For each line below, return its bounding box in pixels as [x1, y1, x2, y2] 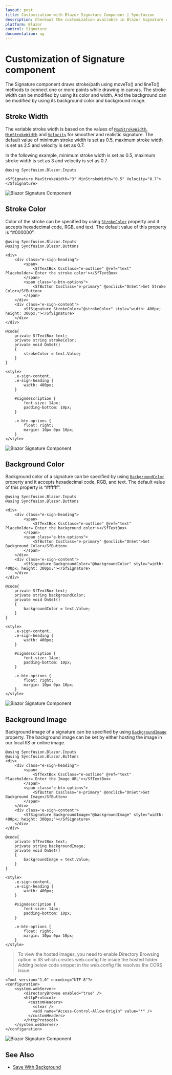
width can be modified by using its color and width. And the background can [5, 92, 167, 98]
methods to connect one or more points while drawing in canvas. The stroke [5, 87, 166, 93]
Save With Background [12, 1064, 61, 1070]
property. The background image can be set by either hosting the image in [5, 734, 162, 740]
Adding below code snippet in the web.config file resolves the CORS [17, 962, 163, 968]
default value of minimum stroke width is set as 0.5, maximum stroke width [5, 137, 163, 143]
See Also [5, 1050, 34, 1059]
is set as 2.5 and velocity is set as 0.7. [5, 142, 85, 148]
